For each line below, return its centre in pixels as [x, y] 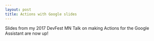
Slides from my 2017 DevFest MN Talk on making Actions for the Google [77, 28]
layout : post [18, 10]
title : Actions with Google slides [41, 14]
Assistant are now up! [27, 33]
